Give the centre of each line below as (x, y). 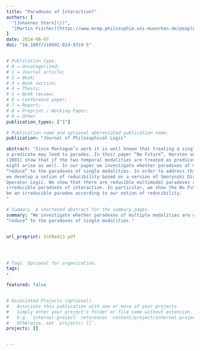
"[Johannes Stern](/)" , (41, 23)
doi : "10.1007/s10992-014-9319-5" (49, 45)
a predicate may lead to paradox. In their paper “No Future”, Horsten (97, 155)
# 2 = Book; (21, 77)
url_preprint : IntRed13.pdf (41, 237)
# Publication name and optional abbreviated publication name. (87, 133)
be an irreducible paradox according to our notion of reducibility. (94, 193)
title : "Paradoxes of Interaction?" (51, 12)
